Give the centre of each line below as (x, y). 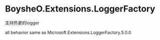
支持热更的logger (22, 23)
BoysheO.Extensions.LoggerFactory (80, 9)
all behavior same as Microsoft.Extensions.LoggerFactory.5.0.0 (68, 32)
